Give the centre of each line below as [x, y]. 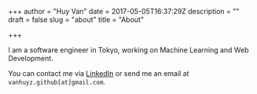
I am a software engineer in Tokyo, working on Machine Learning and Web [128, 50]
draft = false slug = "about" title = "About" [76, 20]
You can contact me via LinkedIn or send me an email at [99, 73]
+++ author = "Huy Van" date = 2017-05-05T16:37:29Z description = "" [124, 11]
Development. [31, 58]
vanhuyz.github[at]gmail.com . [57, 82]
